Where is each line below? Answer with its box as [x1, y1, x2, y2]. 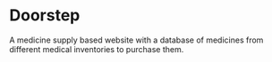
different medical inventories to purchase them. [9, 43, 184, 54]
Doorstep [9, 5, 81, 26]
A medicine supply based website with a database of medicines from [9, 35, 264, 45]
